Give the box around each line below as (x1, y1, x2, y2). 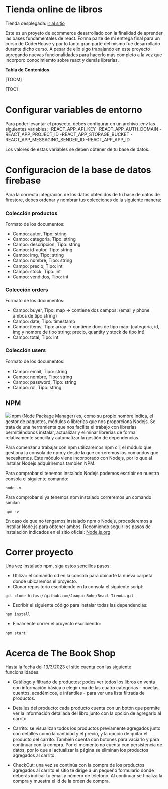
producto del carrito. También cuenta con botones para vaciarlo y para (12, 736, 159, 743)
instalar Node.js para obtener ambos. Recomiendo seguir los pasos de (5, 523, 151, 530)
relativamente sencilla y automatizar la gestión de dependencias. (5, 434, 140, 440)
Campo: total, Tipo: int (12, 334, 59, 340)
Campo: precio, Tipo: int (12, 263, 63, 269)
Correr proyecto (5, 546, 74, 558)
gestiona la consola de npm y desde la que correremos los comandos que (5, 449, 159, 455)
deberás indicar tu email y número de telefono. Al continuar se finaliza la (12, 773, 163, 779)
